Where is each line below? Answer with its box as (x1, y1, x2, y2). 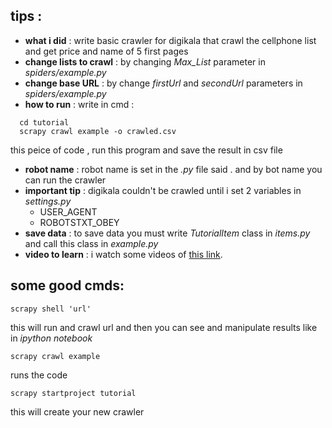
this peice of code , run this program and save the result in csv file (10, 144, 283, 156)
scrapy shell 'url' (10, 304, 92, 314)
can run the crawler (24, 174, 107, 186)
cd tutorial (19, 117, 70, 128)
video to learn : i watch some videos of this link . (24, 248, 223, 260)
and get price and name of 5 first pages (24, 45, 189, 57)
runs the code (10, 369, 68, 381)
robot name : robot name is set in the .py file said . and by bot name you (24, 163, 323, 175)
